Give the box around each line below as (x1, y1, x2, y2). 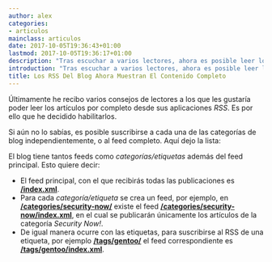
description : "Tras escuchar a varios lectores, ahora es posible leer (8, 57, 255, 65)
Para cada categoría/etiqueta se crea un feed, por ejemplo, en (19, 192, 229, 202)
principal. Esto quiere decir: (8, 159, 100, 170)
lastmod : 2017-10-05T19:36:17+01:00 (8, 49, 132, 57)
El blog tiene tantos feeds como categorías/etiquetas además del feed (8, 151, 244, 161)
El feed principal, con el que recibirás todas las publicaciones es (19, 175, 235, 185)
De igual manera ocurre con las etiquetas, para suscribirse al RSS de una (19, 227, 264, 237)
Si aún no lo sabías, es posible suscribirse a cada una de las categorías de (8, 127, 257, 137)
